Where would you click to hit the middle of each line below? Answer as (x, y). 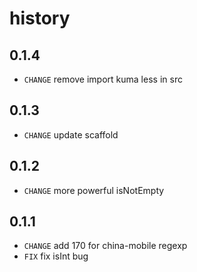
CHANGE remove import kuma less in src (103, 79)
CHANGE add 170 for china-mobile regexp (105, 246)
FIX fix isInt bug (56, 256)
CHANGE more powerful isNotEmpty (94, 190)
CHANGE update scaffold (71, 134)
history (40, 18)
